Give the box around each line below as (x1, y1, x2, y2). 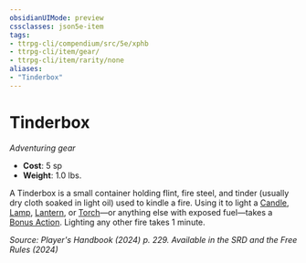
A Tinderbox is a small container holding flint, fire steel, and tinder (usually (9, 187, 290, 198)
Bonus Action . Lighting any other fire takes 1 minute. (9, 216, 206, 227)
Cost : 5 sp (22, 160, 62, 171)
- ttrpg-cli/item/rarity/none (9, 56, 125, 65)
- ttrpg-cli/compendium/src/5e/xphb (9, 38, 149, 48)
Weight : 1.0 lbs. (22, 170, 82, 181)
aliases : (9, 65, 43, 74)
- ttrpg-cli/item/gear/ (9, 47, 100, 57)
